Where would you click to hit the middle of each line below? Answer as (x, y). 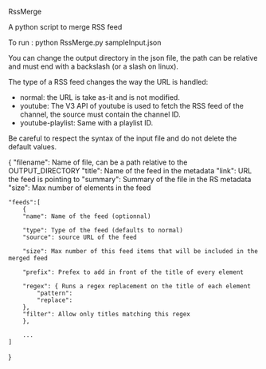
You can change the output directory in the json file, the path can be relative (133, 58)
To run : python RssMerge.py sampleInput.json (85, 42)
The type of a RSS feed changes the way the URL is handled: (108, 82)
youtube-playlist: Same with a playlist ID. (86, 123)
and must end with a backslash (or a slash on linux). (94, 66)
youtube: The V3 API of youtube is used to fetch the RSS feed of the (132, 106)
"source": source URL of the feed (80, 237)
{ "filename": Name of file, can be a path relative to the (98, 162)
